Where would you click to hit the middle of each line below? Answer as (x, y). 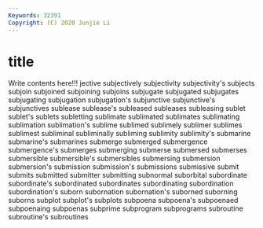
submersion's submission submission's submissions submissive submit (124, 167)
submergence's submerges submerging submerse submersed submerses (128, 150)
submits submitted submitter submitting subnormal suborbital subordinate (128, 175)
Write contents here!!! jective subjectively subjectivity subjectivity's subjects (131, 83)
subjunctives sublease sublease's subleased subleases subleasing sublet (127, 108)
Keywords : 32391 (35, 15)
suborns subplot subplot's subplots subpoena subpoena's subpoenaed (123, 200)
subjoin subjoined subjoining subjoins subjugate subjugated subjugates (124, 92)
